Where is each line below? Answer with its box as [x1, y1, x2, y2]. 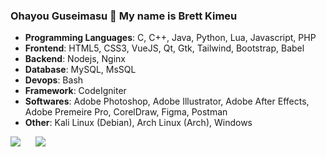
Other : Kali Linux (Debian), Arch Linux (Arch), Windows [24, 117, 253, 129]
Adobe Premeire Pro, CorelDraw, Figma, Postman [24, 106, 228, 118]
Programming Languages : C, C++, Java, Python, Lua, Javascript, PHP [24, 32, 317, 44]
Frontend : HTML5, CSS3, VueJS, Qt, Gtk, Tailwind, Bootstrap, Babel [24, 42, 305, 54]
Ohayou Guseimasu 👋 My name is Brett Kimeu [10, 9, 238, 23]
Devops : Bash [24, 74, 84, 86]
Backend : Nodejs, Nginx [24, 53, 126, 65]
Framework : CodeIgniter [24, 85, 127, 97]
